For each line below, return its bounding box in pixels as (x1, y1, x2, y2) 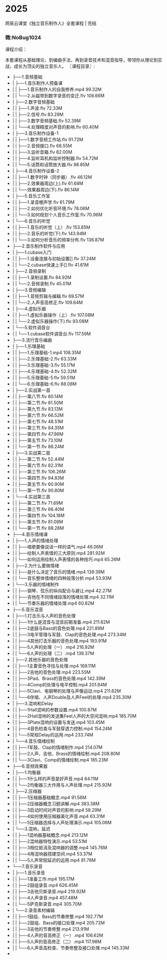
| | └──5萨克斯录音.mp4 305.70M (12, 901, 82, 907)
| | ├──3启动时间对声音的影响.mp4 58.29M (12, 807, 101, 813)
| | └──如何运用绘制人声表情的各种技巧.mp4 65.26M (12, 556, 121, 562)
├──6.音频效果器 (12, 763, 48, 770)
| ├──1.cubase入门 (12, 249, 52, 256)
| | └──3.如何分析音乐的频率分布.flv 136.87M (12, 237, 105, 243)
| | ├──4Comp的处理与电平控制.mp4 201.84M (12, 682, 107, 688)
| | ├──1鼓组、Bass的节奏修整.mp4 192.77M (12, 913, 103, 920)
